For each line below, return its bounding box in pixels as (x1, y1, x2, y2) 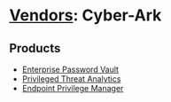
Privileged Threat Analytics (21, 74, 121, 84)
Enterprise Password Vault (21, 64, 120, 75)
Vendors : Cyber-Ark (9, 5, 162, 26)
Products (9, 41, 61, 56)
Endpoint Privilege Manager (21, 83, 124, 93)
